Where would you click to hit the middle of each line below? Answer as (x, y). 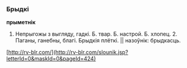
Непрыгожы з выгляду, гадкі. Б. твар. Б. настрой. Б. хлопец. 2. (96, 34)
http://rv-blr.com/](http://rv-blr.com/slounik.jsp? (68, 52)
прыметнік (21, 22)
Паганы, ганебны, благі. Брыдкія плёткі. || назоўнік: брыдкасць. (98, 41)
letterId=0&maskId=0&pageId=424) (51, 59)
